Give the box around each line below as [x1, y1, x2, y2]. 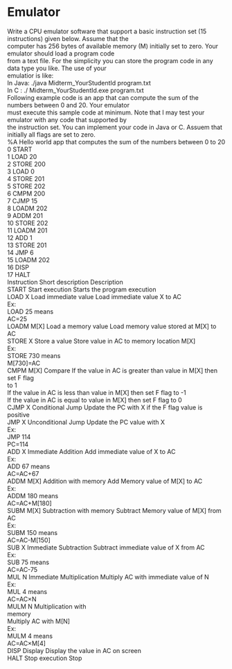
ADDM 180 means [7, 491, 59, 500]
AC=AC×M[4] [7, 639, 46, 647]
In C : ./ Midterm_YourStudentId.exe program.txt [7, 86, 144, 94]
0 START [7, 145, 33, 153]
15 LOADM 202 [7, 255, 50, 264]
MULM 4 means [7, 632, 53, 640]
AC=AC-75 [7, 565, 38, 573]
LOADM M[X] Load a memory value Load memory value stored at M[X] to [7, 322, 217, 330]
